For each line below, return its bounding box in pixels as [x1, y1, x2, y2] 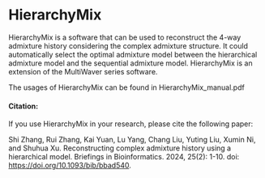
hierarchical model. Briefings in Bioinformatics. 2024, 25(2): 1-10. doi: [8, 152, 240, 162]
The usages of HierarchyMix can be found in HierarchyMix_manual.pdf [8, 83, 245, 92]
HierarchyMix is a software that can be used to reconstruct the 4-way [8, 32, 241, 42]
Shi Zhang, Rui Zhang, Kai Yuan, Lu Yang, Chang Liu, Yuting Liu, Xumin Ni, [8, 135, 256, 145]
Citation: [8, 101, 39, 111]
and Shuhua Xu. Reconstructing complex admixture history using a [8, 143, 232, 153]
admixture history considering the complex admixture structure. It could [8, 40, 249, 50]
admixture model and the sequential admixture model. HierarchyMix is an [8, 58, 253, 68]
